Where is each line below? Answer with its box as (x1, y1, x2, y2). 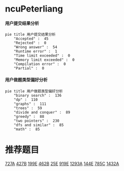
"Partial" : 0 (14, 66, 45, 71)
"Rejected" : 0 (14, 41, 47, 45)
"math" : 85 (14, 127, 40, 131)
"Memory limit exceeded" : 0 (14, 57, 75, 62)
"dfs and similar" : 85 (14, 122, 64, 128)
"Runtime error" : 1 (14, 49, 57, 54)
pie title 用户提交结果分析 (5, 32, 56, 37)
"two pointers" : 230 (14, 118, 60, 123)
